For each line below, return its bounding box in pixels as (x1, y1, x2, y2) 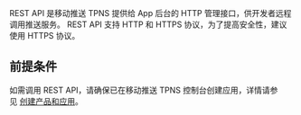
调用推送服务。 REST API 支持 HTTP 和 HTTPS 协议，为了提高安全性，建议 (9, 19, 287, 30)
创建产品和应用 (19, 95, 75, 106)
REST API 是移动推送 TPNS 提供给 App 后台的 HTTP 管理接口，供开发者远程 (9, 8, 292, 18)
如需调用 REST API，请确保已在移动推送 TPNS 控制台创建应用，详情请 (9, 84, 270, 95)
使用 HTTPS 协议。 (9, 31, 80, 40)
